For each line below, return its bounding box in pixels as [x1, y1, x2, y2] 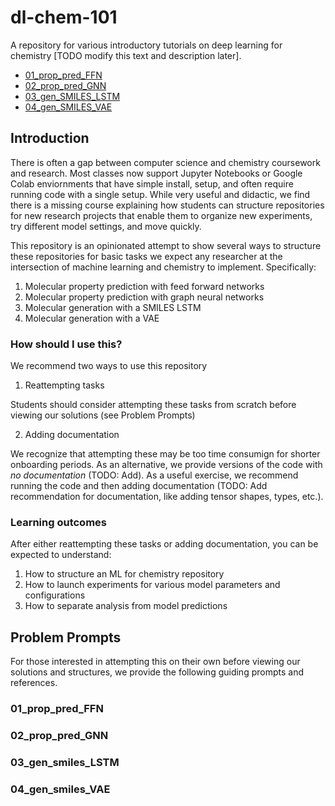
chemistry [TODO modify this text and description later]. [10, 49, 242, 61]
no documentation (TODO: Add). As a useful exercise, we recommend [10, 469, 299, 481]
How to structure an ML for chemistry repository [24, 568, 225, 580]
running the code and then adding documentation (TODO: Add [10, 480, 268, 492]
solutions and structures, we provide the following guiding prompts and [10, 666, 304, 678]
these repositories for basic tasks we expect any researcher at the [10, 250, 283, 262]
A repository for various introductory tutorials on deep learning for [10, 39, 283, 51]
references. [10, 677, 58, 689]
